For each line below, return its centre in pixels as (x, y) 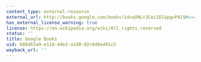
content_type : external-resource (48, 12)
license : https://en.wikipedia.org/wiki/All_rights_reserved (84, 28)
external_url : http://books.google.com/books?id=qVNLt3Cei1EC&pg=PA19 (96, 17)
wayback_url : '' (26, 50)
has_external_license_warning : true (52, 22)
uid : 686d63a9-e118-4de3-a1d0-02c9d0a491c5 (61, 45)
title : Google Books (32, 39)
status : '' (20, 34)
